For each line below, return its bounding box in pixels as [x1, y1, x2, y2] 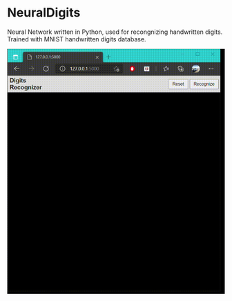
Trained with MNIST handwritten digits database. [7, 35, 146, 43]
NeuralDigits [7, 5, 81, 21]
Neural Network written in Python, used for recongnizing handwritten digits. [7, 28, 223, 36]
